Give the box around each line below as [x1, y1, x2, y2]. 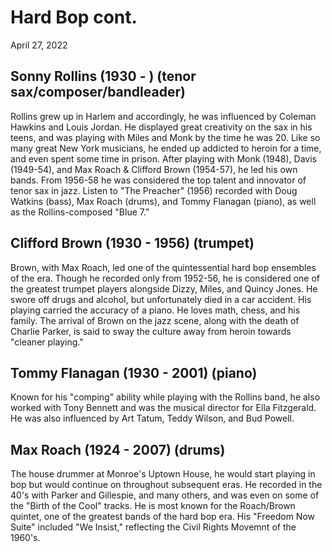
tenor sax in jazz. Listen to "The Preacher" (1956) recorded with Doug [10, 184, 298, 196]
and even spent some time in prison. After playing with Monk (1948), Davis [10, 152, 317, 165]
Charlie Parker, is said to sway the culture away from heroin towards [10, 325, 292, 337]
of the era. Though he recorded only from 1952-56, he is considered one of [10, 272, 320, 284]
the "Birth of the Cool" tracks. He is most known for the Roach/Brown [10, 500, 296, 512]
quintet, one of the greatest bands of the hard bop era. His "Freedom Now [10, 511, 316, 523]
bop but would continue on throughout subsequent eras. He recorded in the [10, 479, 323, 491]
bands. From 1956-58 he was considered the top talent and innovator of [10, 174, 307, 186]
